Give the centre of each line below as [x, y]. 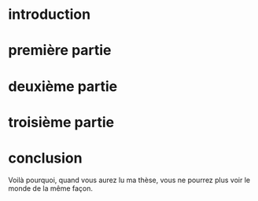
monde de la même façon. [50, 188]
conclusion [45, 158]
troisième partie [61, 122]
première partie [60, 51]
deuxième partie [63, 86]
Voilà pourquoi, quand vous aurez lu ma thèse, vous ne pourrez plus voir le [129, 180]
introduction [50, 15]
